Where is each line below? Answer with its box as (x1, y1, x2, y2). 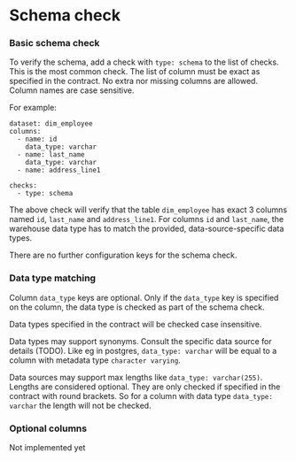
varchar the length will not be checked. (9, 400, 152, 411)
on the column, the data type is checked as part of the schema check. (9, 302, 265, 312)
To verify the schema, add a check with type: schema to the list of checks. (9, 57, 279, 67)
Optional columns (9, 422, 87, 434)
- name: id (17, 134, 58, 144)
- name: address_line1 (17, 165, 101, 175)
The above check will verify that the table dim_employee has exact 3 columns (9, 204, 288, 215)
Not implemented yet (9, 442, 86, 453)
